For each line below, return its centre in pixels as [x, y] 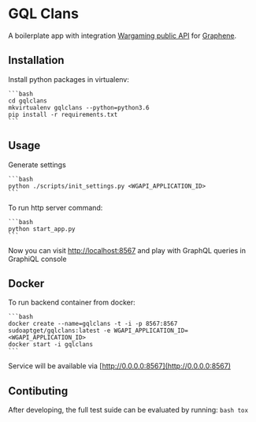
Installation [36, 60]
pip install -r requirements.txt [63, 114]
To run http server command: [56, 207]
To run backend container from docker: [72, 302]
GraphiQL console [37, 259]
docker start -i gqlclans [50, 345]
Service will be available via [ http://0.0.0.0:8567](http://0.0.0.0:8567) [119, 366]
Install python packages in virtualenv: [69, 79]
